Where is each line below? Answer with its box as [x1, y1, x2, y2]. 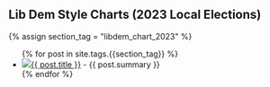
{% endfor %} [21, 68, 74, 79]
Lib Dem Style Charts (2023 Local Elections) [8, 7, 262, 22]
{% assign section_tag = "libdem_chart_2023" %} [8, 30, 193, 41]
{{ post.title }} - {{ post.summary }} [30, 58, 161, 70]
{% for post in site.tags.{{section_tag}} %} [21, 48, 179, 59]
